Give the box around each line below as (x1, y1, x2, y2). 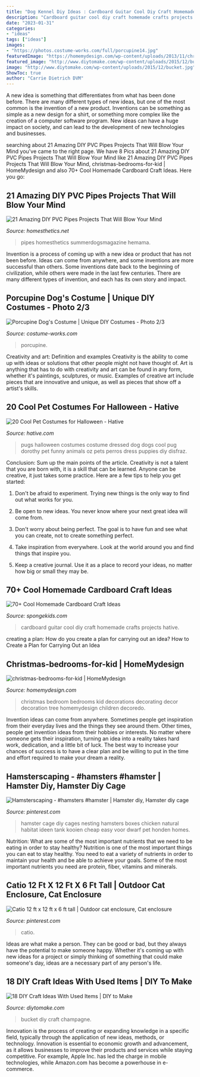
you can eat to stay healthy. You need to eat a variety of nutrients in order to (6, 851, 193, 857)
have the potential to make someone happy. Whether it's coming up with (6, 946, 184, 953)
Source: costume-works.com (6, 330, 78, 337)
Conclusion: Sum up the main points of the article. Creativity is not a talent (6, 459, 189, 466)
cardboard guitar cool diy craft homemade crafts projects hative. (20, 624, 180, 631)
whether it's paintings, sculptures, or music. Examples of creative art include (6, 372, 194, 379)
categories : (6, 25, 36, 32)
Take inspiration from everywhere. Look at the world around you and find (14, 543, 195, 550)
